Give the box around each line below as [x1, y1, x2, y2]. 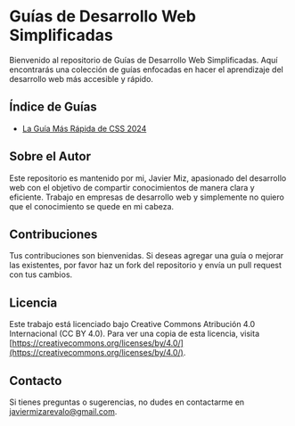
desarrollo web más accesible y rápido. [9, 73, 154, 84]
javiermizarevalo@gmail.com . [9, 406, 118, 416]
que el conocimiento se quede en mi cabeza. [9, 201, 175, 211]
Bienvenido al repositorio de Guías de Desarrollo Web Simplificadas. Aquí [9, 54, 278, 65]
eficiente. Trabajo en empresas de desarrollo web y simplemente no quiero [9, 192, 285, 202]
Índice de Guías [9, 100, 97, 115]
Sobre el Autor [9, 149, 92, 164]
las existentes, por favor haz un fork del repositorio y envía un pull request [9, 260, 283, 271]
